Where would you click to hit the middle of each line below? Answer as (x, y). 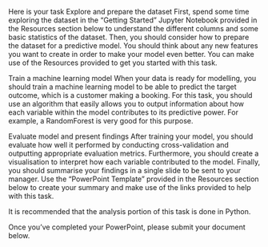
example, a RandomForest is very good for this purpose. (101, 121)
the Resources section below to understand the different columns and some (133, 28)
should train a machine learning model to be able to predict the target (122, 87)
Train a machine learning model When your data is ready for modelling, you (132, 78)
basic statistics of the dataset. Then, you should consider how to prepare (129, 37)
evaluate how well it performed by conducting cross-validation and (119, 145)
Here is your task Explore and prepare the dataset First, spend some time (129, 12)
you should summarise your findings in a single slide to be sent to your (125, 170)
